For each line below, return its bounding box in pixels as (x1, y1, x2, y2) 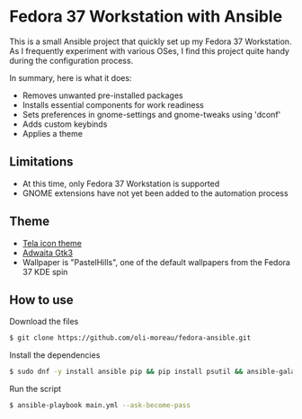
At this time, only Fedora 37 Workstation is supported (22, 178, 220, 189)
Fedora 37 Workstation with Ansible (9, 6, 283, 27)
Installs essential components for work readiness (22, 99, 204, 110)
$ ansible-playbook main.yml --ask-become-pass (9, 401, 191, 410)
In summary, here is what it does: (9, 72, 132, 83)
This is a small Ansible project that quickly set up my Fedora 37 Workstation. (9, 36, 292, 47)
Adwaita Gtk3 (22, 247, 74, 258)
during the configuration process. (9, 55, 134, 66)
